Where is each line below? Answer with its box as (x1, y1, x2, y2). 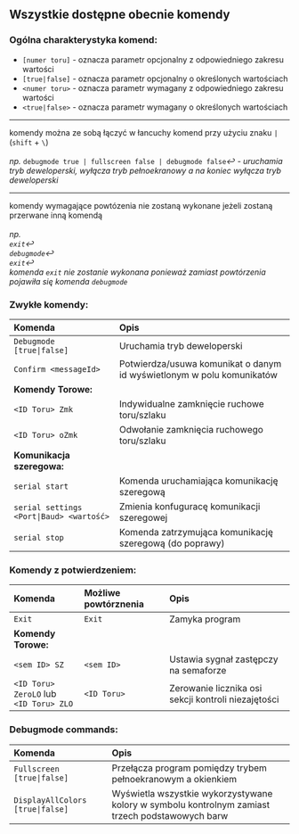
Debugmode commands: (9, 723, 118, 736)
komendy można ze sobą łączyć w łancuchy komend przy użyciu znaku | (9, 127, 279, 137)
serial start (13, 481, 69, 491)
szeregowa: (13, 459, 64, 472)
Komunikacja (13, 449, 71, 461)
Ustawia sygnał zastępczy (168, 653, 279, 665)
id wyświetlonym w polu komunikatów (118, 368, 279, 381)
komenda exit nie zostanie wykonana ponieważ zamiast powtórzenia (9, 267, 267, 277)
